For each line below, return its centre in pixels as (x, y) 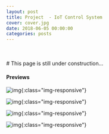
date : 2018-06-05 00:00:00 (40, 28)
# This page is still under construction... (55, 64)
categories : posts (29, 34)
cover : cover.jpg (28, 23)
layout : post (22, 12)
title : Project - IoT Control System (54, 17)
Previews (18, 77)
